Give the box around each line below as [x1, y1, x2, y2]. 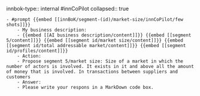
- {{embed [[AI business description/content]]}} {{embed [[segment [17, 32, 192, 38]
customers [6, 74, 31, 80]
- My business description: [17, 27, 87, 33]
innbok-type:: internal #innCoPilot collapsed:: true [6, 5, 129, 12]
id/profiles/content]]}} [6, 48, 68, 54]
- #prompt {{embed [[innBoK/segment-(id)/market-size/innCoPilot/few [6, 17, 184, 23]
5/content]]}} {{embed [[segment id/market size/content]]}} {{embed [6, 38, 184, 44]
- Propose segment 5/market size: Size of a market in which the [17, 58, 184, 64]
